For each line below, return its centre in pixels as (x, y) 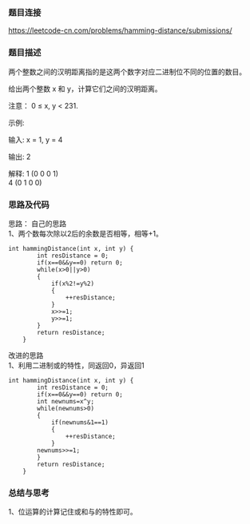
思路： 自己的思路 (37, 223)
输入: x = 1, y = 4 (36, 139)
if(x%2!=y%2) (72, 284)
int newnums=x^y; (65, 401)
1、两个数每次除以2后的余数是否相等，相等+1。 (86, 233)
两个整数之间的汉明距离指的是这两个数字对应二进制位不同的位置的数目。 (127, 71)
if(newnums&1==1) (80, 422)
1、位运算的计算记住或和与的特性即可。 (73, 512)
